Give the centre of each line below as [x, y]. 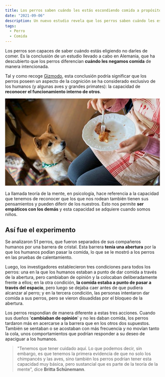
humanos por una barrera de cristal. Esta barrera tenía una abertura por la [81, 247]
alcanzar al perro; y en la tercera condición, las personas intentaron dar [77, 293]
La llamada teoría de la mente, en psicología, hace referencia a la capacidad [82, 193]
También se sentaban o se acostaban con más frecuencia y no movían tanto [82, 328]
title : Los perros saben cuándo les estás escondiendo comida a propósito [83, 10]
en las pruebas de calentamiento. [39, 257]
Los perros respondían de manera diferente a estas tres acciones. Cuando [80, 313]
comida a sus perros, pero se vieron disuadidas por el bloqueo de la [74, 298]
